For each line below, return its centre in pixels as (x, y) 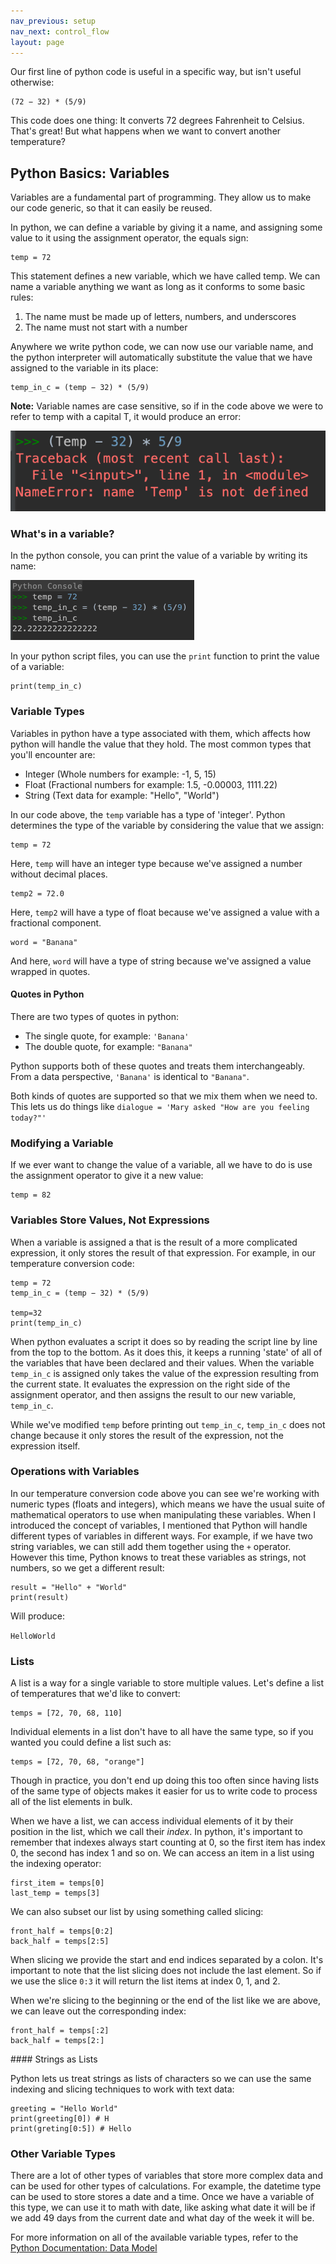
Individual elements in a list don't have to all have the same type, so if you (162, 1732)
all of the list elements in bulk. (71, 1802)
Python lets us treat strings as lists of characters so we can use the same (161, 2079)
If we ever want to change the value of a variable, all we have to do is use (161, 1165)
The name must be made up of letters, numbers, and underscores (160, 317)
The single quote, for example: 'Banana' (107, 1036)
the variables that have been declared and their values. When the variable (162, 1362)
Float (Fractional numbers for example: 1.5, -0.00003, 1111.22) (151, 784)
